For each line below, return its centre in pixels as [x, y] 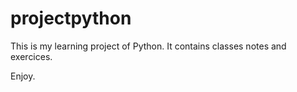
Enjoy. [23, 76]
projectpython [71, 18]
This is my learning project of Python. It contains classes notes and [148, 46]
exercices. [31, 56]
